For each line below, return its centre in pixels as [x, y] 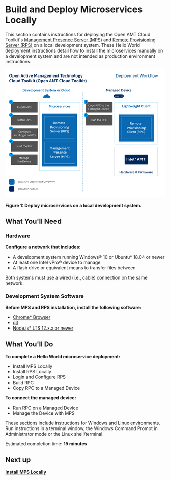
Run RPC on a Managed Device [46, 408]
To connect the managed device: [41, 398]
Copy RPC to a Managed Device [46, 388]
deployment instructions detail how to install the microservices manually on [84, 50]
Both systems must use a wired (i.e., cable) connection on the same [76, 277]
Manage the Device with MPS [44, 413]
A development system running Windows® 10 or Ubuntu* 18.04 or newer [89, 257]
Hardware [18, 236]
